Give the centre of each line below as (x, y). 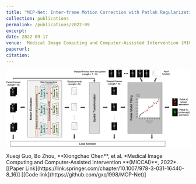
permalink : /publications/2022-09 (48, 24)
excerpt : (17, 31)
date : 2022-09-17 (27, 37)
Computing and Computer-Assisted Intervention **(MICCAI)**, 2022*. (92, 162)
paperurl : (18, 49)
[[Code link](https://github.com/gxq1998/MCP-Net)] (84, 174)
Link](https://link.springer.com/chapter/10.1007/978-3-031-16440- (105, 168)
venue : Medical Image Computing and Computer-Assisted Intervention (92, 43)
